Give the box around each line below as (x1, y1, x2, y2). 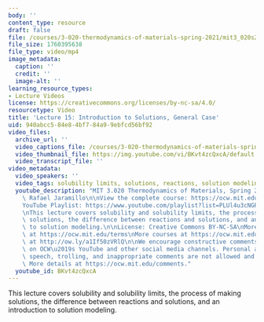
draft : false (8, 26, 51, 34)
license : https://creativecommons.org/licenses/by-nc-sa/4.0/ (8, 99, 216, 107)
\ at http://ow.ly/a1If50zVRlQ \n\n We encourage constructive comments (22, 238, 258, 246)
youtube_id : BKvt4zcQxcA (15, 267, 97, 275)
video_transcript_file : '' (15, 158, 104, 166)
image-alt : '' (15, 77, 61, 85)
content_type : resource (8, 19, 86, 27)
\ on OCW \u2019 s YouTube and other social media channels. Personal (22, 245, 251, 253)
